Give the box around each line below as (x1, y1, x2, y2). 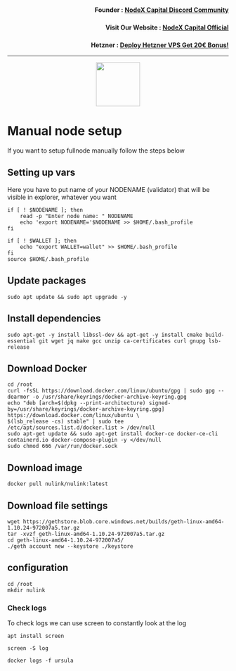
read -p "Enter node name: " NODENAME (20, 212, 133, 219)
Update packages (7, 275, 86, 287)
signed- (148, 400, 171, 407)
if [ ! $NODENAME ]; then (7, 206, 83, 213)
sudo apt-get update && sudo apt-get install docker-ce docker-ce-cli (7, 430, 218, 437)
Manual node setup (7, 123, 122, 139)
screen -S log (7, 645, 49, 652)
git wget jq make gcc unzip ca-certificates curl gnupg (38, 337, 206, 345)
